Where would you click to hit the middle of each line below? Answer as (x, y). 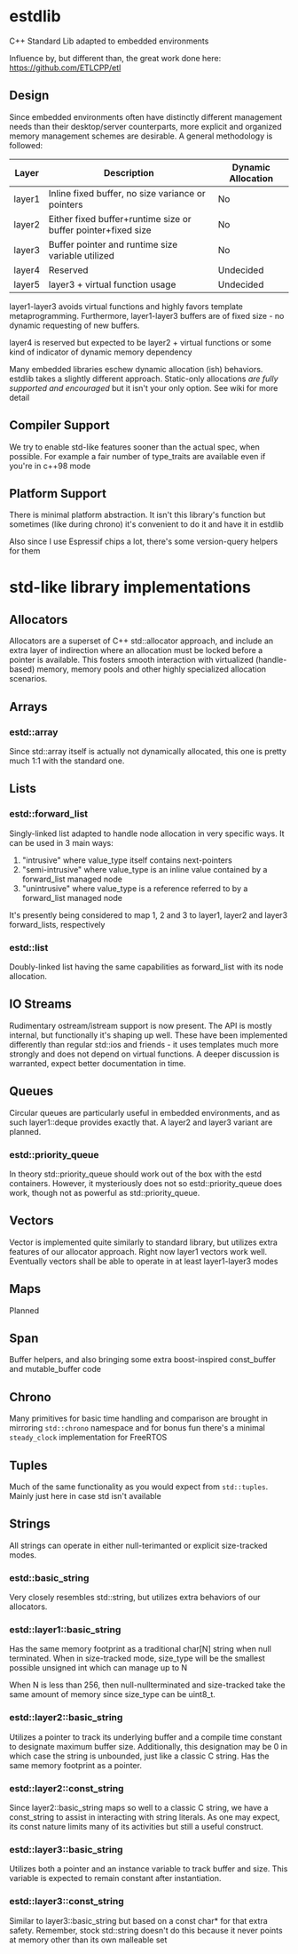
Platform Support (58, 494)
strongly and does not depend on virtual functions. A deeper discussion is (144, 1054)
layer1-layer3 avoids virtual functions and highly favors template (126, 306)
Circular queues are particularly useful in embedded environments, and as (145, 1113)
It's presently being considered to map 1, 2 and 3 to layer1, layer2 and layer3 (149, 915)
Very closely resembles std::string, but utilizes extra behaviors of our (135, 1598)
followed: (26, 145)
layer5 (27, 284)
